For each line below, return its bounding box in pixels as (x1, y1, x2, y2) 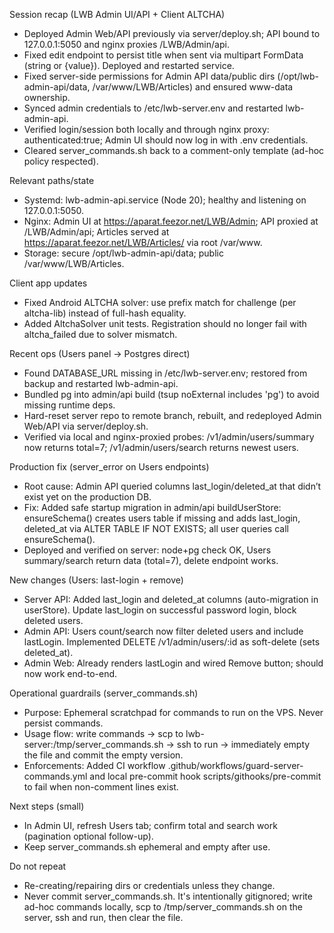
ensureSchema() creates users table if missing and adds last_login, (23, 512, 301, 524)
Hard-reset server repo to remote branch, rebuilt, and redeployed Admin (23, 410, 322, 421)
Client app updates (9, 277, 88, 289)
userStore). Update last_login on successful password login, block (23, 604, 297, 616)
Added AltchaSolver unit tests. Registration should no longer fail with (23, 318, 307, 329)
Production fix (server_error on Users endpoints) (9, 461, 210, 473)
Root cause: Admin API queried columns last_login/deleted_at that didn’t (23, 480, 322, 492)
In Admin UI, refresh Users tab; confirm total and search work (23, 820, 278, 831)
